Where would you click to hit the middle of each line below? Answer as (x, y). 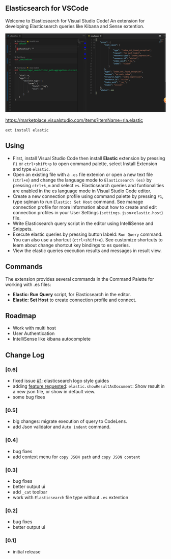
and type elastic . (31, 169)
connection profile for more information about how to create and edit (85, 207)
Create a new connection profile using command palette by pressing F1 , (88, 196)
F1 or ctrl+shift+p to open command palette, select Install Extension (85, 164)
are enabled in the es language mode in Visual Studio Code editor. (82, 191)
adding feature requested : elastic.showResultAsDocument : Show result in (89, 386)
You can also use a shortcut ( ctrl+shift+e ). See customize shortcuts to (88, 239)
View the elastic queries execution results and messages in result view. (87, 251)
